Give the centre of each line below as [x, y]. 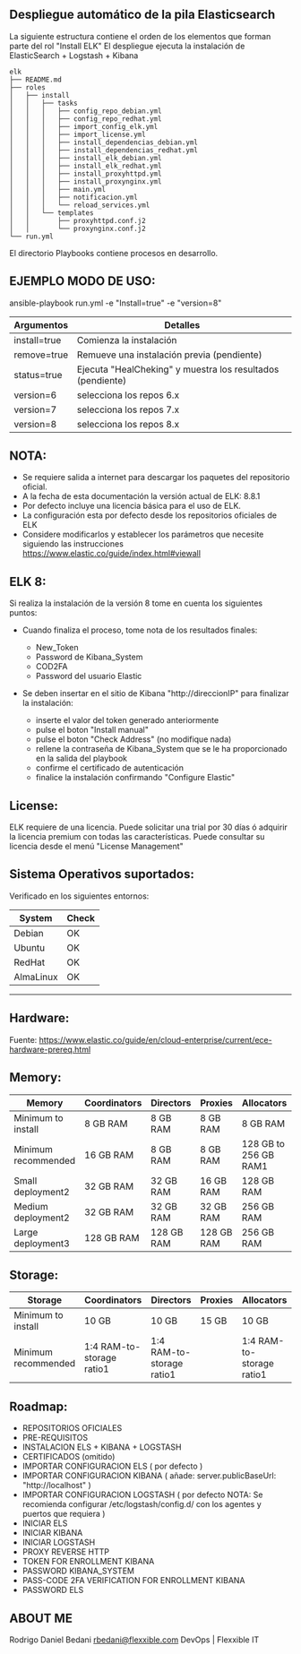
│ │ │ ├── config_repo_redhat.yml [86, 119]
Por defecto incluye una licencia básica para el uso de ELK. [132, 506]
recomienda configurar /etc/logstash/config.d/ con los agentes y [142, 1504]
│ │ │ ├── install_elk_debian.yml [86, 158]
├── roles [28, 87]
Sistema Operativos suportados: [102, 874]
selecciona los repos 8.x [128, 424]
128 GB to [263, 1143]
